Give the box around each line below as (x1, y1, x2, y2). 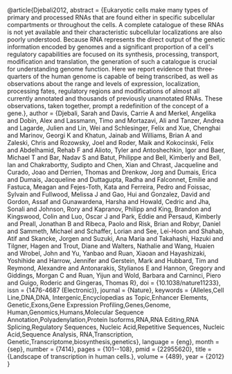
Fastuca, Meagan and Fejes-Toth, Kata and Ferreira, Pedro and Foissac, (7, 183, 211, 191)
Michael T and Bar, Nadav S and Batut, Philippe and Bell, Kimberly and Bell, (7, 153, 222, 162)
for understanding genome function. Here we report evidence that (7, 65, 196, 73)
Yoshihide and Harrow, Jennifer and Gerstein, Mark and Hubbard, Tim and (7, 257, 219, 264)
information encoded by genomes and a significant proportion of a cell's (7, 43, 214, 51)
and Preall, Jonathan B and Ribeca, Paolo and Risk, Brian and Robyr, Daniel (7, 220, 221, 228)
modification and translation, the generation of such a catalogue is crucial (7, 58, 217, 65)
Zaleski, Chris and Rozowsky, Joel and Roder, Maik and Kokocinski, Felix (7, 139, 214, 146)
